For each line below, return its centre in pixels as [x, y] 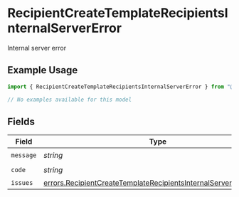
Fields [21, 121]
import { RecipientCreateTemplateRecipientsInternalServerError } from [116, 87]
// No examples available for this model [70, 100]
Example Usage [43, 70]
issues [22, 183]
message [24, 155]
